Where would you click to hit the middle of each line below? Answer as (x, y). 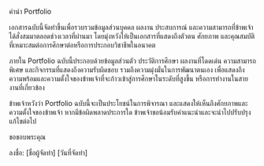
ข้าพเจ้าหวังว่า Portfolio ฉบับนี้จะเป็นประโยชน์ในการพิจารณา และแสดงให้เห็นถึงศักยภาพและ (128, 103)
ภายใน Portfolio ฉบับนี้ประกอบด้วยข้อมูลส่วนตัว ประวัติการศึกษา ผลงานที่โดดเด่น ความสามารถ (133, 61)
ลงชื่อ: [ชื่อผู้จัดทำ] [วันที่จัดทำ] (48, 153)
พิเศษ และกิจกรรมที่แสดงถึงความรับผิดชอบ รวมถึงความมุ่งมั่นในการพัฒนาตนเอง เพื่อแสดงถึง (127, 70)
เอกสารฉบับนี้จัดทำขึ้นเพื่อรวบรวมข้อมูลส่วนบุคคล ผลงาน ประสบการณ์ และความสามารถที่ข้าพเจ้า (131, 27)
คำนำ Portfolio (30, 11)
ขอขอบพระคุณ (28, 137)
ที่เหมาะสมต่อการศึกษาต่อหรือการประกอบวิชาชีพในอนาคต (82, 45)
